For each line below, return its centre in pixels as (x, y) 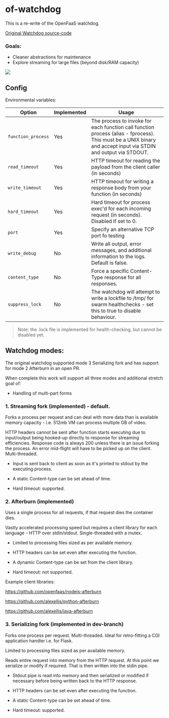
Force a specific (110, 271)
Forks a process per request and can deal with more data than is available (82, 417)
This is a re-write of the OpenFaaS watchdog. (52, 23)
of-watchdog (33, 9)
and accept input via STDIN (123, 146)
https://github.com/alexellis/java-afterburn (49, 611)
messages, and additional (121, 250)
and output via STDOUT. (120, 152)
